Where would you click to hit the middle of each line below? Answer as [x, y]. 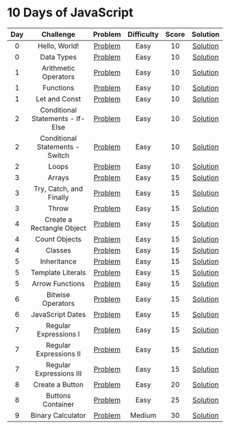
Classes [59, 250]
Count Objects [59, 239]
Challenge [59, 34]
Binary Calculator [59, 415]
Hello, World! [58, 46]
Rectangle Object [59, 228]
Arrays [59, 177]
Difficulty [143, 34]
